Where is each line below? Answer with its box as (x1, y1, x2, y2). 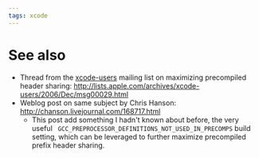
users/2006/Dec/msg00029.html (19, 89, 129, 99)
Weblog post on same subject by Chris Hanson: (19, 97, 177, 108)
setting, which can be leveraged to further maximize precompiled (31, 132, 247, 141)
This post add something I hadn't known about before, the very (31, 115, 239, 124)
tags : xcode (8, 11, 48, 20)
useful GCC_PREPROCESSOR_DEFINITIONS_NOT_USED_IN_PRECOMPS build (31, 123, 251, 132)
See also (8, 45, 66, 64)
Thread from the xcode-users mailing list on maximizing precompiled (19, 73, 247, 82)
